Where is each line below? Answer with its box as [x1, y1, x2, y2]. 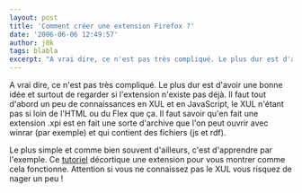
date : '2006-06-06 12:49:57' [9, 30, 119, 39]
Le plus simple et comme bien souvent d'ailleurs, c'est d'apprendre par [9, 145, 272, 155]
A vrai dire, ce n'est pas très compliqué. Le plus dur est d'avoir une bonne [9, 80, 283, 90]
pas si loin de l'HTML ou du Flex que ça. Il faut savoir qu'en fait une [9, 109, 259, 118]
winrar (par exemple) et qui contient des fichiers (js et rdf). [9, 127, 226, 137]
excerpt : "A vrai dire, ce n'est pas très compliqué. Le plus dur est [9, 55, 280, 64]
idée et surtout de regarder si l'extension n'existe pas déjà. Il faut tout [9, 89, 267, 100]
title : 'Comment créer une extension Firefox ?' [9, 22, 195, 31]
